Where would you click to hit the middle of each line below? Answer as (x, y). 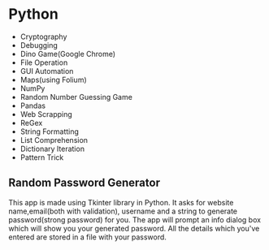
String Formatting (50, 131)
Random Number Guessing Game (76, 97)
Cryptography (43, 37)
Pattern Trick (42, 157)
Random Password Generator (85, 183)
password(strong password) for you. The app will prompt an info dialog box (135, 219)
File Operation (44, 62)
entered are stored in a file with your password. (87, 237)
